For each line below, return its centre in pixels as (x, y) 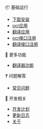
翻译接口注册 (25, 44)
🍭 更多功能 (16, 55)
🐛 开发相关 (16, 98)
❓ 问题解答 (16, 76)
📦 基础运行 (17, 7)
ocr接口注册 (24, 38)
